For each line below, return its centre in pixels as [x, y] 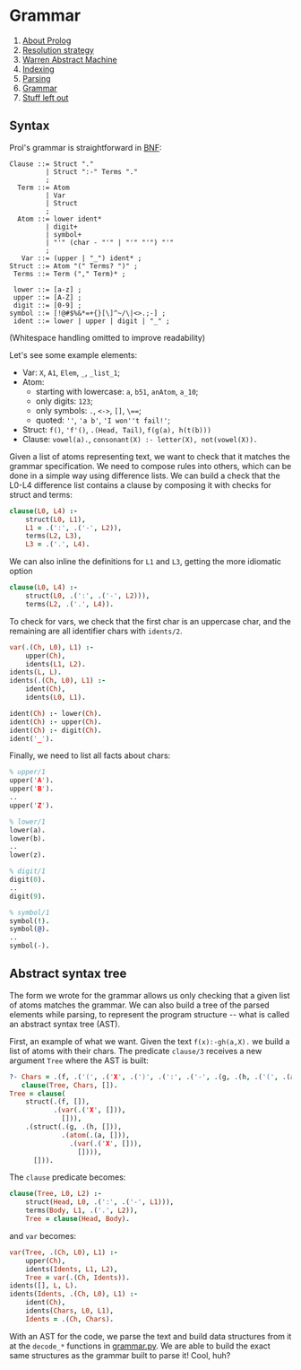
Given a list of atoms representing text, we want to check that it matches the [150, 456]
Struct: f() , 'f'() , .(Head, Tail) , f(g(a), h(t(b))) [117, 429]
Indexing [39, 69]
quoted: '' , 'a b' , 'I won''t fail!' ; [103, 420]
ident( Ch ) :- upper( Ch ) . [56, 722]
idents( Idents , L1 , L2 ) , [72, 1269]
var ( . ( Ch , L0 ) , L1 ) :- [52, 647]
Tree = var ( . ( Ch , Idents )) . [77, 1278]
